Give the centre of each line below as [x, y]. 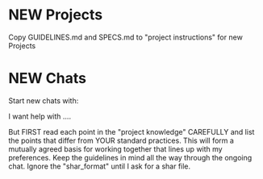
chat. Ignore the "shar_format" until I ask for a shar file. [100, 166]
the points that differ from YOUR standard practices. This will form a [121, 140]
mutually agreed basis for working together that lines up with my [116, 149]
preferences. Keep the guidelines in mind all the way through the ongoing [130, 157]
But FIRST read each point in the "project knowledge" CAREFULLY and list [131, 131]
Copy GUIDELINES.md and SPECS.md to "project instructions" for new [126, 37]
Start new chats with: [44, 100]
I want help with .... [40, 116]
